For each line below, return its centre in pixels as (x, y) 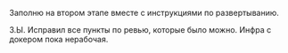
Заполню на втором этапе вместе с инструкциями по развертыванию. (144, 13)
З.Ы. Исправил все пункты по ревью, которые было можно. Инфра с (140, 30)
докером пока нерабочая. (59, 39)
